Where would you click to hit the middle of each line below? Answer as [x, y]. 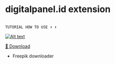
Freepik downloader [33, 56]
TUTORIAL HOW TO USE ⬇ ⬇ [31, 27]
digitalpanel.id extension [58, 9]
